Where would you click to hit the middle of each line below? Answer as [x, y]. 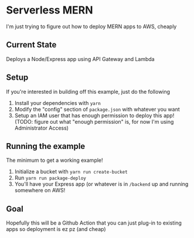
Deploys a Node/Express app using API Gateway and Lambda [80, 59]
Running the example [46, 146]
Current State [31, 45]
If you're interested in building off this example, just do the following [88, 91]
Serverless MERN [50, 10]
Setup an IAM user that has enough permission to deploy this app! [94, 115]
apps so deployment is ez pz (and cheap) [56, 229]
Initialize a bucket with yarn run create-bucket [71, 172]
